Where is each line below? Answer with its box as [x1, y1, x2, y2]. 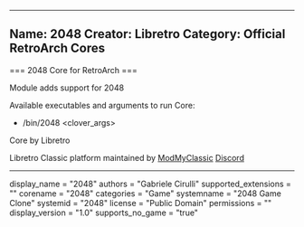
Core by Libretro [9, 135, 71, 146]
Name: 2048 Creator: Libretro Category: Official [9, 26, 286, 42]
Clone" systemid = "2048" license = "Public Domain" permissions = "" [9, 197, 272, 208]
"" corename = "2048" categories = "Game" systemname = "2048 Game [9, 187, 282, 199]
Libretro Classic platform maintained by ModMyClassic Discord [9, 152, 244, 163]
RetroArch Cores [9, 41, 106, 56]
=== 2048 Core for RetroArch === [9, 64, 138, 75]
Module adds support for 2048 [9, 82, 125, 93]
